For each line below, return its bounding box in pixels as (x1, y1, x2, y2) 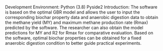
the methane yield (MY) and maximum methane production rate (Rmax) (5, 19, 148, 25)
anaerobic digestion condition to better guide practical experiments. (5, 40, 142, 46)
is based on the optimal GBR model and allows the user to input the (5, 9, 140, 15)
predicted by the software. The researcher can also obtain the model (5, 25, 143, 31)
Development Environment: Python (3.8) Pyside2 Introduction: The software (5, 4, 158, 10)
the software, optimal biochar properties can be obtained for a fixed (5, 35, 142, 41)
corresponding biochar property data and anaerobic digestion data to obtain (5, 15, 159, 20)
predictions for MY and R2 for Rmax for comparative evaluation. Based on (5, 30, 154, 35)
